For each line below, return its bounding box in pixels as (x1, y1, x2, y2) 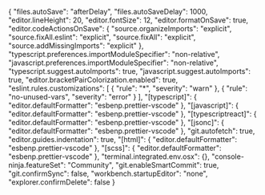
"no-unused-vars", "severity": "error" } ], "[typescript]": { (8, 92, 198, 101)
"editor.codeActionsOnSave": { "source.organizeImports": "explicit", (8, 24, 232, 33)
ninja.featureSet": (8, 160, 66, 169)
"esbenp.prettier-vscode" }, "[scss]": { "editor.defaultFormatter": (8, 144, 222, 152)
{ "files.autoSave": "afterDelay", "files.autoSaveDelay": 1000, (8, 7, 208, 16)
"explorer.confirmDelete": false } (8, 177, 116, 187)
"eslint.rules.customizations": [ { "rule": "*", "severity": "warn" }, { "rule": (8, 83, 248, 93)
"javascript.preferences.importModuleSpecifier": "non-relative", (8, 58, 219, 67)
